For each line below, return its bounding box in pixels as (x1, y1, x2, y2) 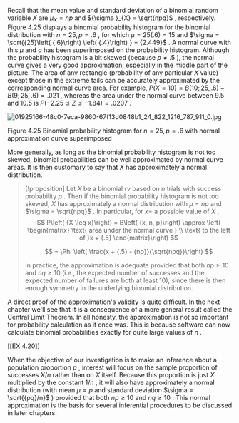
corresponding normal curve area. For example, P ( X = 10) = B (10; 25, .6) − (7, 83, 225, 92)
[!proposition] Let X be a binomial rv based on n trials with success (24, 184, 222, 193)
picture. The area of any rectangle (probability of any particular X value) (7, 68, 219, 77)
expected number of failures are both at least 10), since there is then (24, 276, 226, 285)
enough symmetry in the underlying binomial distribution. (24, 283, 194, 292)
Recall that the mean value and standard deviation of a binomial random (7, 6, 219, 14)
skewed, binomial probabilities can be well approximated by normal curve (7, 155, 223, 163)
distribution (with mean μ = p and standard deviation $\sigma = (7, 385, 194, 394)
